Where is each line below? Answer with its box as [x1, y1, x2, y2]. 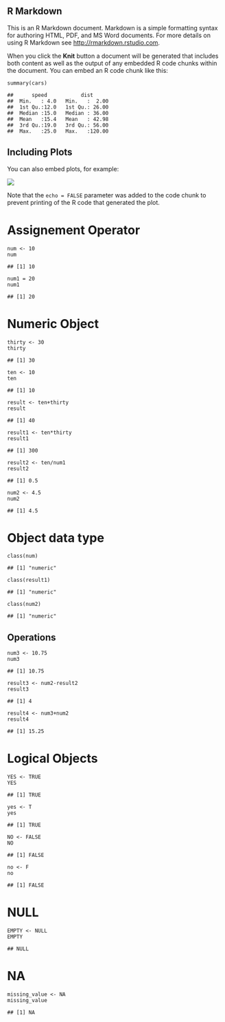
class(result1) [7, 577, 51, 584]
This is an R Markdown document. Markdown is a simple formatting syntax [7, 23, 218, 32]
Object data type [7, 530, 105, 545]
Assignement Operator [7, 222, 141, 238]
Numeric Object [7, 316, 99, 331]
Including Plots [7, 146, 73, 158]
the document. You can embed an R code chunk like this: [7, 66, 168, 74]
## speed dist [7, 91, 94, 98]
